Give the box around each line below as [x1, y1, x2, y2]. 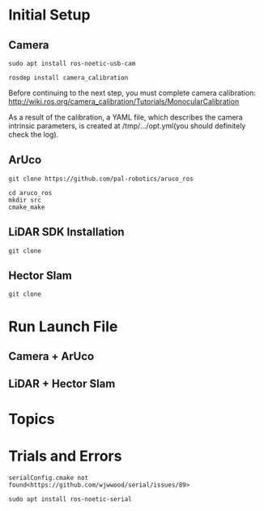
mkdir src [8, 196, 42, 204]
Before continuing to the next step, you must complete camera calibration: [8, 88, 257, 97]
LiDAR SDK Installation [8, 225, 125, 239]
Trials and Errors [8, 447, 122, 465]
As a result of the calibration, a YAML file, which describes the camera [8, 112, 243, 122]
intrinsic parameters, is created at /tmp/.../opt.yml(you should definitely [8, 121, 246, 131]
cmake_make [8, 203, 45, 211]
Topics [8, 409, 55, 428]
